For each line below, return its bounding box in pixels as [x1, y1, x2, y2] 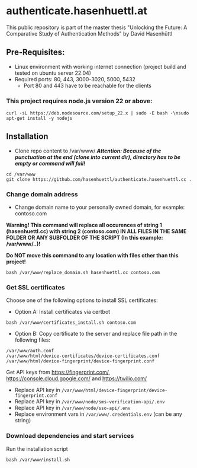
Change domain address [6, 190, 78, 198]
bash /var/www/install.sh [6, 457, 70, 463]
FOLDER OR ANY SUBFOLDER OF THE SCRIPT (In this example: [6, 234, 163, 241]
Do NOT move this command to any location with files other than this [6, 252, 179, 259]
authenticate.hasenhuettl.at [6, 4, 148, 18]
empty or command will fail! [14, 160, 86, 167]
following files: [14, 336, 51, 343]
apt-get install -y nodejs [6, 116, 73, 122]
